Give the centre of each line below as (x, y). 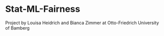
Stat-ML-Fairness (43, 9)
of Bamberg (18, 28)
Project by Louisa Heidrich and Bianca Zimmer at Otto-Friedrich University (82, 23)
